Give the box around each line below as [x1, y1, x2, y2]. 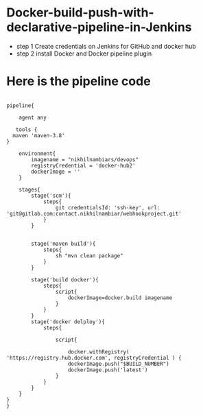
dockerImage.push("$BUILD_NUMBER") [67, 360, 169, 367]
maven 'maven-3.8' [12, 132, 66, 139]
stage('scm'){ [31, 192, 71, 199]
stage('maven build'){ [31, 240, 96, 247]
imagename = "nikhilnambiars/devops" [31, 156, 139, 163]
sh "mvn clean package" [55, 252, 124, 259]
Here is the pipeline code [6, 73, 152, 89]
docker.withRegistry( [67, 348, 130, 355]
